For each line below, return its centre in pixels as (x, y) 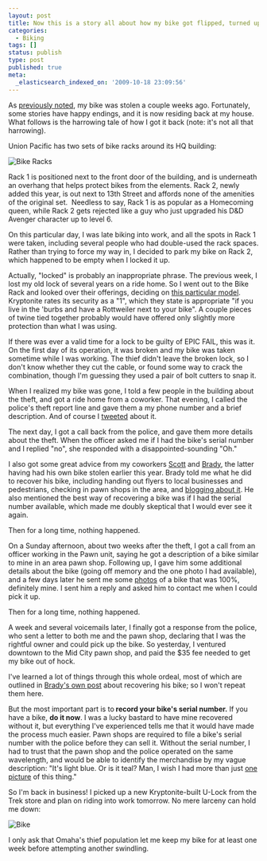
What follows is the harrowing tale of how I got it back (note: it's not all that (131, 122)
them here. (26, 693)
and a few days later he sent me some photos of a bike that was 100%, (124, 579)
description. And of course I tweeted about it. (83, 416)
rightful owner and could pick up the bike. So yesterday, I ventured (117, 644)
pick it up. (25, 596)
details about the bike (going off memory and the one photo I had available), (132, 571)
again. (19, 515)
